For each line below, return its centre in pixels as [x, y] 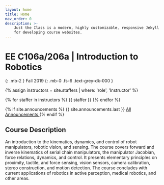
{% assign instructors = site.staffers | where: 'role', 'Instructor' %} [72, 90]
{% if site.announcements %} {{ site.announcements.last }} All [68, 109]
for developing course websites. [48, 32]
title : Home [17, 14]
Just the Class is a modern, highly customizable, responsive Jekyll [87, 28]
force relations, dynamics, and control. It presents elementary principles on [81, 157]
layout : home [18, 10]
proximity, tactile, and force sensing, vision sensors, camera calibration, [78, 162]
